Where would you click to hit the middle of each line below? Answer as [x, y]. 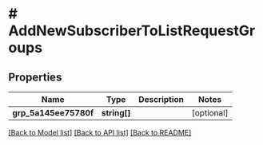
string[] [116, 113]
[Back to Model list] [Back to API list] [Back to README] [100, 133]
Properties [35, 77]
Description [161, 99]
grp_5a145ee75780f [53, 113]
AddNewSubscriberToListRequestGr [132, 31]
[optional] [210, 113]
